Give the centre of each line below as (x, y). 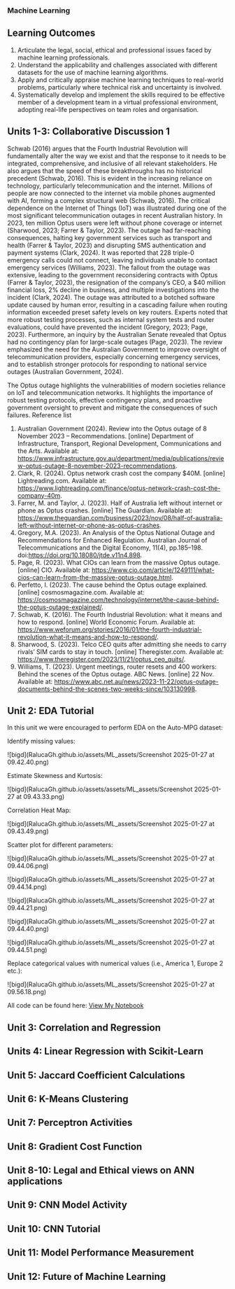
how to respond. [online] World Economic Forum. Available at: (106, 622)
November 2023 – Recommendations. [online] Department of (106, 436)
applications (35, 1182)
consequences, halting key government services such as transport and (109, 237)
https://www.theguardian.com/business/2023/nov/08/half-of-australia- (120, 517)
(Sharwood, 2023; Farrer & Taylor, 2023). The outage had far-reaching (109, 230)
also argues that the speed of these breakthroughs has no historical (105, 171)
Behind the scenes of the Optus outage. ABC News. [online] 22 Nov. (116, 674)
